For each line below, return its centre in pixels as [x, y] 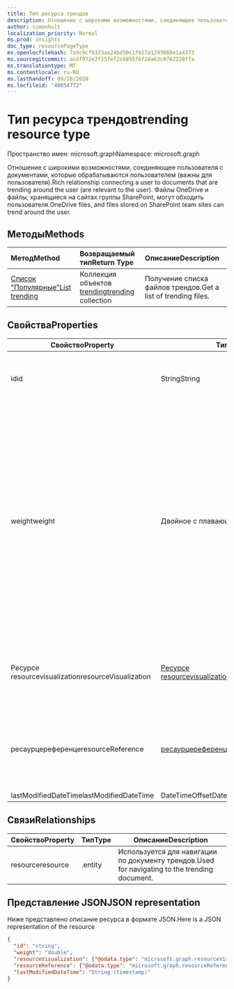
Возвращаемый [107, 254]
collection [96, 300]
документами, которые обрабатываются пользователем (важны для [110, 175]
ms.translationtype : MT [42, 66]
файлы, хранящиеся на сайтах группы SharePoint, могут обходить [106, 197]
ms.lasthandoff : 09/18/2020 [48, 79]
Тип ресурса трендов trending [98, 120]
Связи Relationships [52, 820]
